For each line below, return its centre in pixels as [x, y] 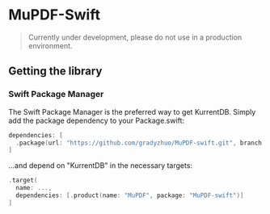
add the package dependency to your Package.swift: [96, 120]
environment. [50, 45]
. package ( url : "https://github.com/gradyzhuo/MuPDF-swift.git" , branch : [141, 143]
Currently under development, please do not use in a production [135, 37]
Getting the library [55, 71]
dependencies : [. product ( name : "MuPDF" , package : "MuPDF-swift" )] [130, 195]
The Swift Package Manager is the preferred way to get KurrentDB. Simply [132, 111]
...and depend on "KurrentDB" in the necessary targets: [100, 166]
